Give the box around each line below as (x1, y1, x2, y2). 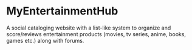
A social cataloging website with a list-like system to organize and (6, 24, 171, 31)
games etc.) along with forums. (6, 37, 84, 44)
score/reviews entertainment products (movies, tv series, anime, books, (6, 30, 187, 37)
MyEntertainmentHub (6, 4, 118, 18)
